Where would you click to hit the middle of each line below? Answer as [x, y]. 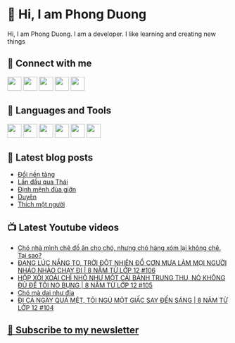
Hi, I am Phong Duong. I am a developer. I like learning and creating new [112, 34]
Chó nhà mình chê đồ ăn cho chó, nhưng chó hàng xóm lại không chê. [119, 248]
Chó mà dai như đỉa [46, 293]
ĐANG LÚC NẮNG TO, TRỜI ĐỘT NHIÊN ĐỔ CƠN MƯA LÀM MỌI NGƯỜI [122, 263]
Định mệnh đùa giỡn [47, 189]
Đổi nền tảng [36, 175]
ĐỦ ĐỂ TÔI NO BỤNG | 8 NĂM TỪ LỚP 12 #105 [85, 285]
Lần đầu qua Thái [43, 182]
